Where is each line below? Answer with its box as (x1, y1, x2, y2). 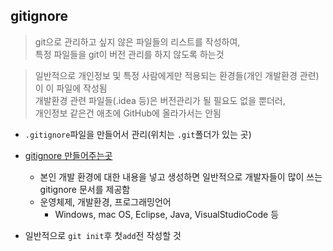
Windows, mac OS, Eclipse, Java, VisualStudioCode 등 (54, 208, 280, 220)
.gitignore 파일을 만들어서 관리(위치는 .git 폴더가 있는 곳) (24, 128, 252, 140)
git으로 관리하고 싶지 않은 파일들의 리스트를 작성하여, (34, 35, 241, 48)
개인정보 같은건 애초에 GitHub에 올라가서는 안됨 (34, 107, 222, 119)
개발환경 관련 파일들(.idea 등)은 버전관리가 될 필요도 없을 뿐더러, (34, 94, 286, 106)
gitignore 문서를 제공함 (39, 183, 131, 195)
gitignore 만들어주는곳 (24, 149, 113, 161)
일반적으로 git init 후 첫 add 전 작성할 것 (24, 229, 182, 241)
